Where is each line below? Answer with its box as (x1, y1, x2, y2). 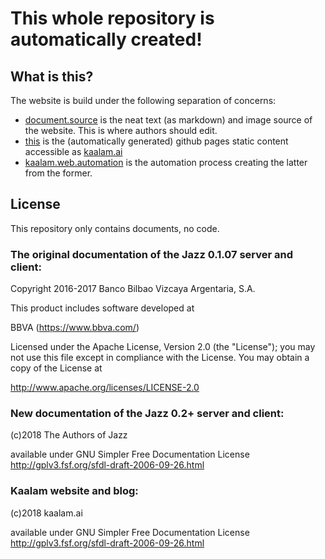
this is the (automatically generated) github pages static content (24, 135, 289, 147)
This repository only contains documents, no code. (10, 222, 220, 234)
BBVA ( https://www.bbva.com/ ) (10, 322, 140, 334)
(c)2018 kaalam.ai (10, 507, 83, 519)
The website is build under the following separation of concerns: (10, 95, 277, 106)
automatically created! (10, 28, 203, 51)
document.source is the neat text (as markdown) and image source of (24, 114, 313, 126)
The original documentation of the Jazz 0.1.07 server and (10, 247, 293, 261)
